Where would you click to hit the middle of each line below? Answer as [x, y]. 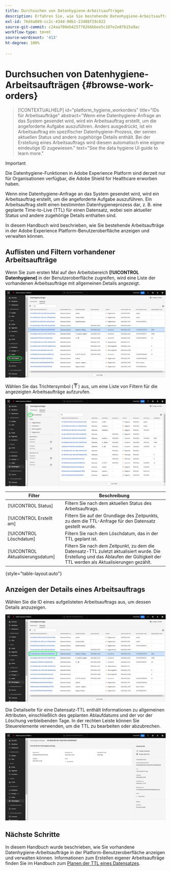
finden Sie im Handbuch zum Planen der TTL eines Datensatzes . [73, 863]
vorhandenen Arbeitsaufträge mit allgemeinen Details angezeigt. [73, 283]
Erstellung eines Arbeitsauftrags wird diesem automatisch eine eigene [91, 142]
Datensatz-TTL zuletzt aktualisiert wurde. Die [113, 551]
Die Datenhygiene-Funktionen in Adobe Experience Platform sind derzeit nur [85, 173]
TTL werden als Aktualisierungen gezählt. [108, 562]
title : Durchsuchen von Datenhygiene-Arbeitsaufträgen [65, 11]
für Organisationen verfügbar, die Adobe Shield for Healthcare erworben [81, 178]
